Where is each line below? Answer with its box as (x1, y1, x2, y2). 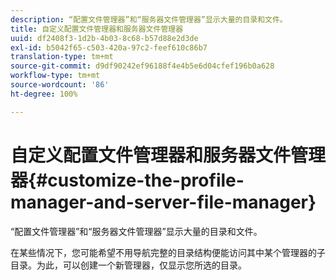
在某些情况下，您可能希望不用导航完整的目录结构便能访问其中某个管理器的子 (10, 246, 326, 258)
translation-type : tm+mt (10, 52, 114, 62)
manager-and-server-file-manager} (10, 191, 317, 213)
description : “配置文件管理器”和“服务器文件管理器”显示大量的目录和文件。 (10, 14, 288, 25)
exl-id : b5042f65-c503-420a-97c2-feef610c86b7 (10, 42, 208, 53)
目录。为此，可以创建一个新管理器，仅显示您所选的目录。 (10, 259, 247, 271)
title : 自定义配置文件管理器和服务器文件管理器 (10, 24, 184, 34)
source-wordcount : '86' (10, 80, 110, 90)
